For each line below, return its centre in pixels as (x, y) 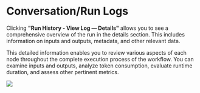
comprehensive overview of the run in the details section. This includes (96, 34)
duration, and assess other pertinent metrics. (63, 72)
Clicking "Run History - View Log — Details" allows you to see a (88, 28)
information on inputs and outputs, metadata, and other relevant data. (93, 41)
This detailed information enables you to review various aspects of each (97, 52)
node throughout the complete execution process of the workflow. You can (100, 59)
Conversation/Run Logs (67, 11)
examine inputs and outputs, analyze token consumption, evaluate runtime (99, 66)
